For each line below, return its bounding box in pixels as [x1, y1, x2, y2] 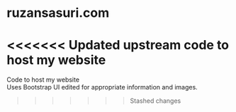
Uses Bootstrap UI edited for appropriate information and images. [6, 83, 198, 92]
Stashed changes [130, 97, 181, 105]
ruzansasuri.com [6, 5, 110, 21]
